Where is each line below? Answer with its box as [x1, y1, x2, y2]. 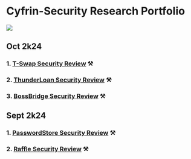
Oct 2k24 [6, 41, 42, 52]
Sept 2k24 [6, 111, 47, 121]
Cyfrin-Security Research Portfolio [6, 4, 186, 18]
